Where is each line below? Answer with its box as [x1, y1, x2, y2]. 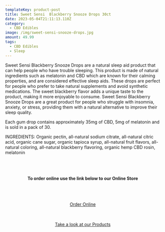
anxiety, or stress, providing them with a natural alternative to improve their [5, 104, 158, 110]
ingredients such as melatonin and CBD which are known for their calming [5, 73, 156, 78]
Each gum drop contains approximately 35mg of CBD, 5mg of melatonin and [5, 119, 160, 125]
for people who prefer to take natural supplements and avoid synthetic [5, 83, 148, 89]
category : [5, 21, 26, 26]
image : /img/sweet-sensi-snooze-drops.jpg [5, 30, 94, 35]
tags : [5, 39, 16, 44]
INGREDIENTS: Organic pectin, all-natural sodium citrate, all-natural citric [5, 134, 154, 140]
